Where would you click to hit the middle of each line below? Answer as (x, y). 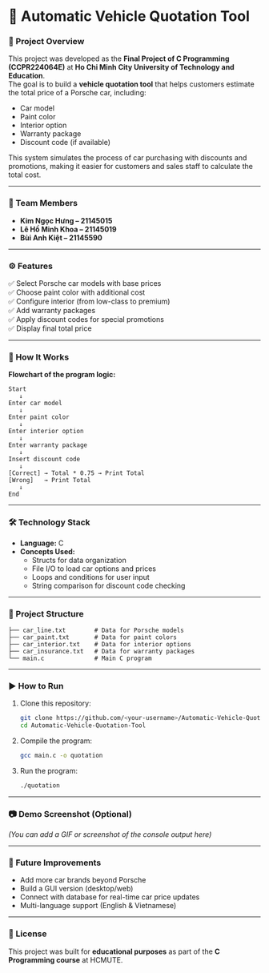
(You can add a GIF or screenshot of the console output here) (110, 834)
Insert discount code (44, 460)
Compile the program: (56, 741)
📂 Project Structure (46, 613)
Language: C (42, 543)
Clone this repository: (55, 703)
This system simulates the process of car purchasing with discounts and (128, 158)
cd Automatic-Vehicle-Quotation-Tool (83, 726)
